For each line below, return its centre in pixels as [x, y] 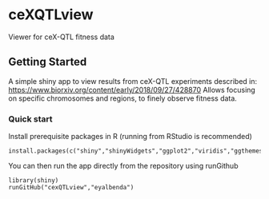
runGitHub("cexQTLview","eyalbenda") [71, 188]
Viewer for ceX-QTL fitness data [61, 37]
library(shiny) [34, 181]
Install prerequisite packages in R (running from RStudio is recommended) [130, 137]
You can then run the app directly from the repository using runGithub [123, 166]
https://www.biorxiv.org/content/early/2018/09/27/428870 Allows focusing [132, 90]
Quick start [31, 119]
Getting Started [48, 62]
